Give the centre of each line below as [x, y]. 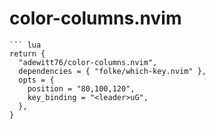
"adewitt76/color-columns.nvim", [88, 62]
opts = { [36, 80]
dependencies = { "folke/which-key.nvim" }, [112, 71]
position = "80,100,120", [81, 88]
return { [27, 53]
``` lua [25, 45]
